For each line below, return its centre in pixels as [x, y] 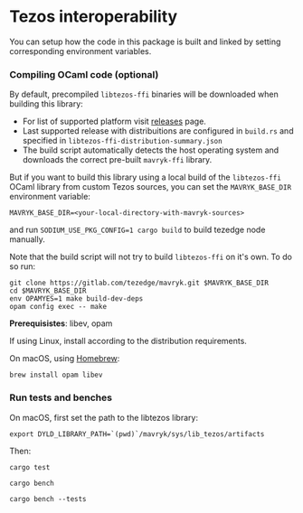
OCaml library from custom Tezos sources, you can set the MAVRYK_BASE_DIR [151, 187]
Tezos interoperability [94, 17]
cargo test [30, 467]
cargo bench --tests [48, 499]
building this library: [46, 104]
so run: [23, 266]
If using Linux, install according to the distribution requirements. [128, 341]
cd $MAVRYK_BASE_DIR [48, 291]
